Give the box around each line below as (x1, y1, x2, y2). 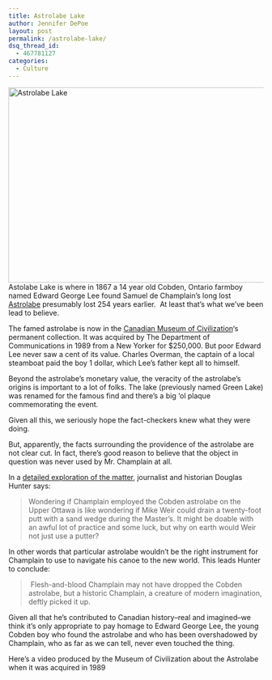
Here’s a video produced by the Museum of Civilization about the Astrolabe (8, 653, 259, 664)
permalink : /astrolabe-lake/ (8, 34, 107, 43)
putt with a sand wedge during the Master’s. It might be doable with (28, 513, 254, 523)
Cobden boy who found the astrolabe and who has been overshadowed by (8, 629, 257, 640)
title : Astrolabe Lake (8, 11, 85, 20)
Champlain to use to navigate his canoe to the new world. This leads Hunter (8, 555, 261, 565)
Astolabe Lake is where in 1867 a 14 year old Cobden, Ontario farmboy (8, 282, 243, 291)
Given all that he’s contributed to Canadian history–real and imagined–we (8, 612, 251, 622)
